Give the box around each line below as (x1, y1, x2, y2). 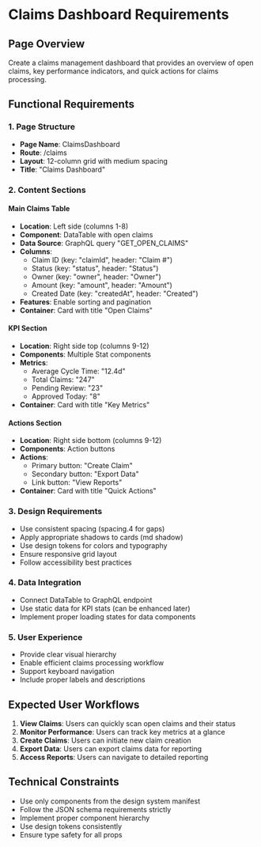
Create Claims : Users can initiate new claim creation (19, 735, 191, 745)
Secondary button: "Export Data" (31, 469, 140, 479)
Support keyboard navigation (19, 667, 115, 676)
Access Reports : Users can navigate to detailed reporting (19, 752, 209, 762)
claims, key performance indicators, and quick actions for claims (8, 66, 219, 76)
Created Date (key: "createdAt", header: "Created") (31, 289, 199, 298)
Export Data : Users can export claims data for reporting (19, 743, 202, 753)
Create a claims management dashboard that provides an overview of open (8, 58, 255, 67)
